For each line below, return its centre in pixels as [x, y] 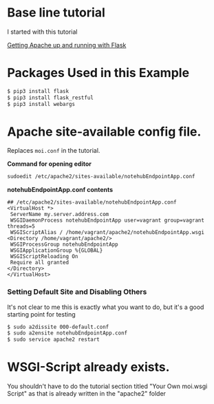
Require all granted [40, 263]
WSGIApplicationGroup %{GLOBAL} [56, 251]
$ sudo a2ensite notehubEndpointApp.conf [67, 333]
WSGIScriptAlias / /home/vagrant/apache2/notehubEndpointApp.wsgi [107, 233]
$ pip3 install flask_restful [51, 98]
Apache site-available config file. [104, 131]
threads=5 [21, 226]
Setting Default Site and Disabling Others [77, 292]
